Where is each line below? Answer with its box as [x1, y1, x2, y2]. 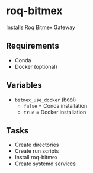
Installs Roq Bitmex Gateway [6, 24, 76, 31]
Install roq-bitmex [14, 154, 58, 161]
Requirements [6, 41, 59, 51]
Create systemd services [14, 160, 76, 167]
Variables [6, 80, 43, 90]
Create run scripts [14, 148, 59, 155]
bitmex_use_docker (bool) [14, 96, 76, 103]
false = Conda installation [23, 102, 88, 109]
